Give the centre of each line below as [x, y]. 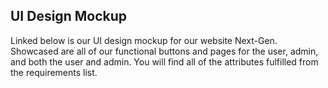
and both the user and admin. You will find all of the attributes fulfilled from [164, 61]
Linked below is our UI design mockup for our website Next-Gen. [144, 40]
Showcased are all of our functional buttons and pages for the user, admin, [164, 51]
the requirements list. [54, 72]
